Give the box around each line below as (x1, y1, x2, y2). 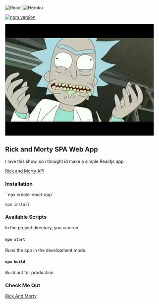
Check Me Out (5, 282, 41, 289)
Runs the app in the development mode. (5, 247, 87, 253)
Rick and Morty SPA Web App (5, 145, 98, 153)
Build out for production (5, 269, 53, 275)
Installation (5, 180, 33, 187)
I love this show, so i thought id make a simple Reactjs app (5, 158, 124, 164)
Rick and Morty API (5, 168, 45, 174)
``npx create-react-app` (5, 192, 53, 198)
